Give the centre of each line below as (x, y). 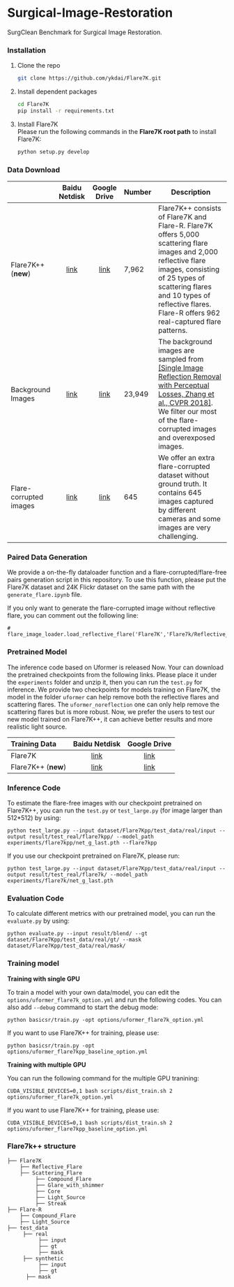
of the (167, 420)
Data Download (34, 170)
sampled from (181, 359)
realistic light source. (37, 727)
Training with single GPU (44, 979)
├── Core (48, 1191)
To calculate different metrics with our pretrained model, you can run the (111, 914)
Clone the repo (39, 66)
